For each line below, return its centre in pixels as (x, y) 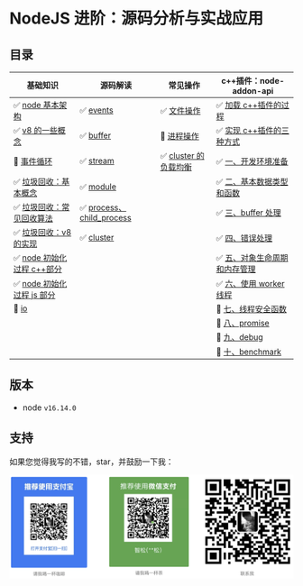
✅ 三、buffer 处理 (248, 212)
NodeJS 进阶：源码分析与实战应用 (137, 18)
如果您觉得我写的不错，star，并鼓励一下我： (92, 462)
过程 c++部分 (37, 269)
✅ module (98, 187)
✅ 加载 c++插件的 (249, 105)
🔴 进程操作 (180, 136)
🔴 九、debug (239, 337)
